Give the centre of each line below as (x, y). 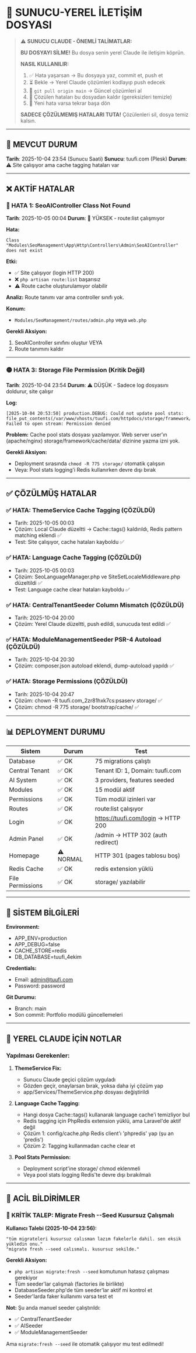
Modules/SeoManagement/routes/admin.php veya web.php (80, 320)
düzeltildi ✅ (28, 582)
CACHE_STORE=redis (41, 951)
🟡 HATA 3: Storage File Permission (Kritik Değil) (76, 370)
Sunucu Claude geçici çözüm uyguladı (69, 1079)
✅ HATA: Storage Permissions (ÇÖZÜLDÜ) (67, 681)
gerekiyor (26, 1277)
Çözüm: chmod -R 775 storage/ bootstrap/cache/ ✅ (77, 707)
